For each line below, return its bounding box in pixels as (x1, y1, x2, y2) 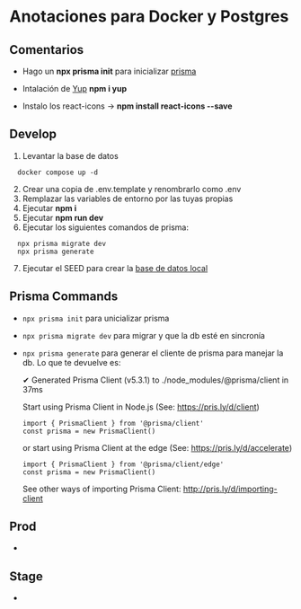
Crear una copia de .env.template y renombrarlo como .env (22, 183, 242, 194)
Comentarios (9, 42, 84, 57)
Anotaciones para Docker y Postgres (9, 6, 289, 27)
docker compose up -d (17, 168, 99, 177)
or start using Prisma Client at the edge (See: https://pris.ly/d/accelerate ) (22, 442, 293, 453)
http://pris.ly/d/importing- (182, 483, 279, 494)
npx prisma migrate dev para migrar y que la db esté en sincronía (22, 330, 265, 340)
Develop (9, 127, 57, 142)
